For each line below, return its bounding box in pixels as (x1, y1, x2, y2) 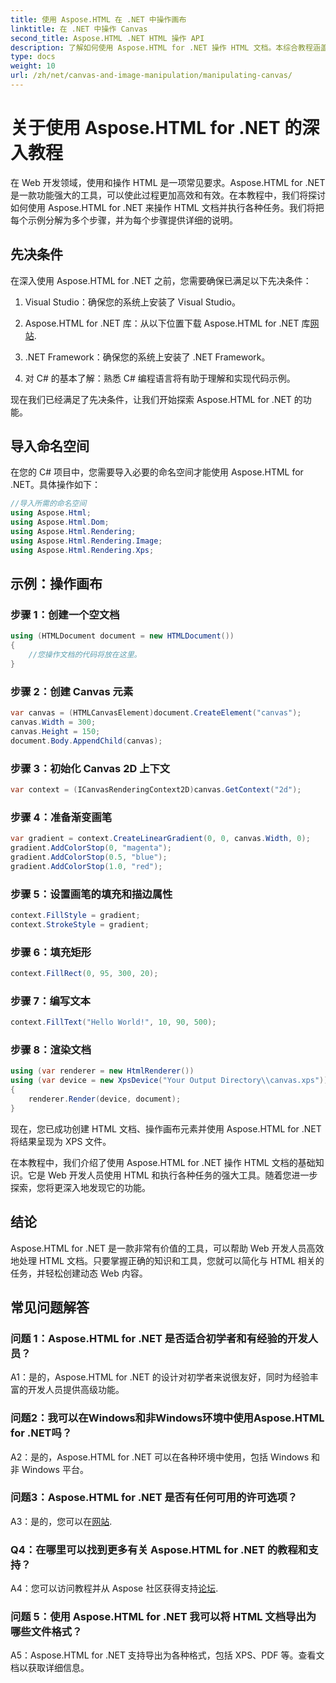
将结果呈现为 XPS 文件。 (10, 1135, 112, 1147)
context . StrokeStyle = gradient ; (10, 919, 150, 930)
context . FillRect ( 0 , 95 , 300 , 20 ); (10, 968, 159, 978)
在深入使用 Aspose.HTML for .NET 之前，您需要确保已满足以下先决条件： (10, 274, 312, 286)
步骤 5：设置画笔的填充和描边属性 (10, 887, 173, 901)
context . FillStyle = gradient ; (10, 910, 141, 920)
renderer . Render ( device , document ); (28, 1094, 182, 1104)
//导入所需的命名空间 (10, 499, 87, 509)
